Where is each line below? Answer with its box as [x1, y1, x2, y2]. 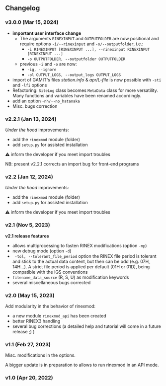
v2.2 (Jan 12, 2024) [5, 173, 53, 180]
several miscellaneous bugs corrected [12, 279, 91, 285]
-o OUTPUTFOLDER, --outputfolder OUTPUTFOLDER [27, 57, 126, 62]
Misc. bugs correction [12, 103, 58, 109]
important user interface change [12, 30, 82, 36]
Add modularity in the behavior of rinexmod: [5, 303, 96, 309]
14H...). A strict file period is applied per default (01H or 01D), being [12, 263, 150, 270]
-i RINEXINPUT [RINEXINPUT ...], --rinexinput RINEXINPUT [27, 47, 150, 52]
